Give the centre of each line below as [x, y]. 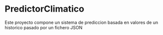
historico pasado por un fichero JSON [44, 27]
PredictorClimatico [44, 9]
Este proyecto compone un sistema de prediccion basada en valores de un [81, 22]
